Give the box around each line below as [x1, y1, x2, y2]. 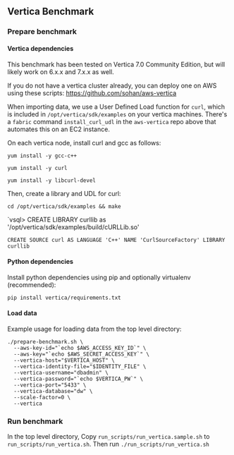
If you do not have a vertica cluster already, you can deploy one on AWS [7, 81, 217, 90]
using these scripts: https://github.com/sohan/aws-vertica [7, 88, 177, 97]
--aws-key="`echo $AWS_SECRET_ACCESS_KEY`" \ [13, 351, 150, 358]
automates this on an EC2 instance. [7, 125, 111, 133]
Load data [7, 309, 37, 317]
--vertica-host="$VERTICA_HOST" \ [13, 356, 115, 364]
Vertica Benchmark [7, 6, 94, 18]
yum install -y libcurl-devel [7, 176, 97, 184]
